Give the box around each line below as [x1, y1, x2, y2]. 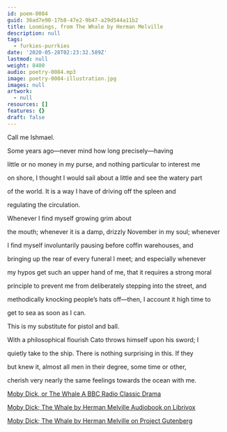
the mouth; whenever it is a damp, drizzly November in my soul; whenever [7, 227, 221, 236]
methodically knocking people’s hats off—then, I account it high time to [7, 295, 211, 303]
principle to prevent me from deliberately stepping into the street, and [7, 281, 207, 290]
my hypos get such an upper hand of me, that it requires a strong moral [7, 268, 212, 276]
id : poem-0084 [7, 10, 49, 17]
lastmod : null [7, 56, 49, 63]
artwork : [7, 88, 33, 95]
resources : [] [7, 101, 49, 108]
